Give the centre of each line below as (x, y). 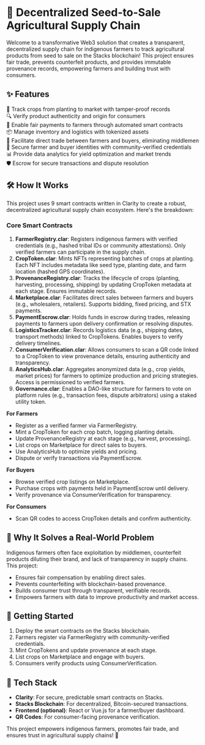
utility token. (31, 401)
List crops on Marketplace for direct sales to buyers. (81, 445)
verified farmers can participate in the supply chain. (80, 252)
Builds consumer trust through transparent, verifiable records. (93, 590)
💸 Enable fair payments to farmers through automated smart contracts (95, 124)
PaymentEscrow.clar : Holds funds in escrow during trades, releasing (102, 317)
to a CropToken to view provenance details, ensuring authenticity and (103, 356)
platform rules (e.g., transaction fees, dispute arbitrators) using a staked (106, 395)
